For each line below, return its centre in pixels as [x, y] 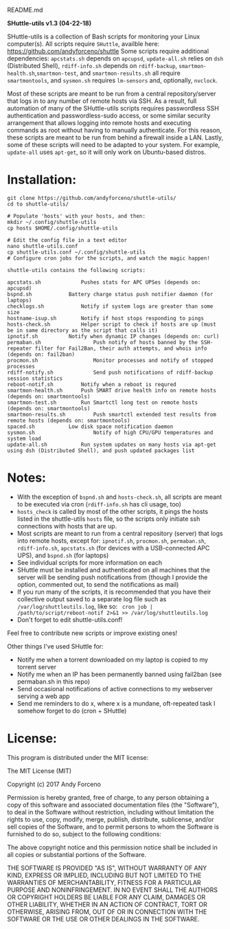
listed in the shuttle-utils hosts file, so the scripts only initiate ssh [108, 519]
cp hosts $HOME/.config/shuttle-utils [62, 228]
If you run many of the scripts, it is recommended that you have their [114, 592]
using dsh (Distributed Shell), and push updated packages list [101, 450]
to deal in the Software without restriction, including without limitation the [111, 812]
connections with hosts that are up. [67, 526]
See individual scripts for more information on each [90, 562]
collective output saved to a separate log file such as [92, 599]
